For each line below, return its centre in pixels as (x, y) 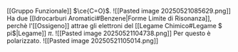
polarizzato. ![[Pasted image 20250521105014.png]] (83, 41)
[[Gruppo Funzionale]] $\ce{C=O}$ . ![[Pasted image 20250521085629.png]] (119, 11)
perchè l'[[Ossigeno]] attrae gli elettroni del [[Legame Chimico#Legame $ (114, 26)
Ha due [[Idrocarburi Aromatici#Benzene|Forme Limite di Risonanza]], (109, 18)
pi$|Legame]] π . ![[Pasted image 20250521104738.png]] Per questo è (109, 33)
